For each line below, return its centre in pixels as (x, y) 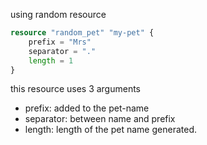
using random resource (58, 14)
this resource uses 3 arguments (76, 89)
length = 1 (51, 60)
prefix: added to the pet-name (87, 108)
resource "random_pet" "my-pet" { (82, 33)
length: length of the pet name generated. (110, 130)
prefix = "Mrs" (60, 42)
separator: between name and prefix (100, 119)
